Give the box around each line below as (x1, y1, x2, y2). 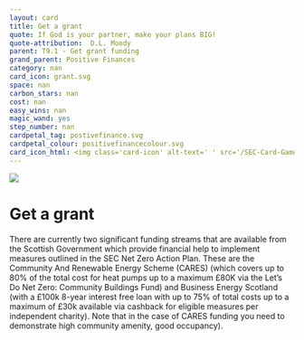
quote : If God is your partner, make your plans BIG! (9, 30, 217, 39)
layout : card (9, 13, 59, 23)
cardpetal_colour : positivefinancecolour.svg (9, 139, 184, 148)
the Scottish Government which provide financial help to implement (9, 243, 261, 254)
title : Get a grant (9, 22, 83, 31)
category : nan (9, 64, 63, 73)
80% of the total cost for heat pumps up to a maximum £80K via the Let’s (9, 272, 283, 283)
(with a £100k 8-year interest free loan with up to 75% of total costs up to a (9, 291, 290, 302)
